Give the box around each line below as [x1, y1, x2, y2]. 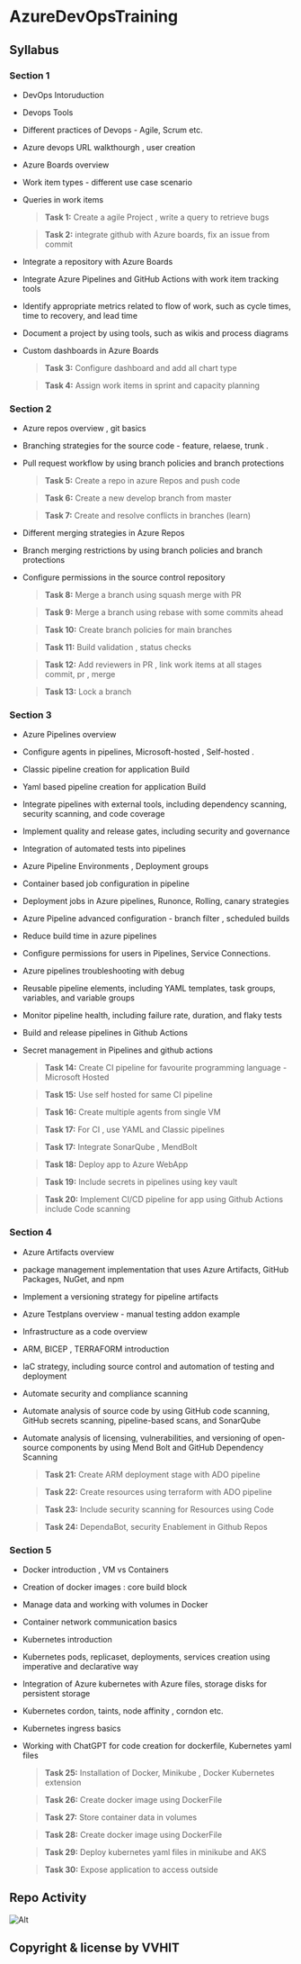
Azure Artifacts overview [22, 1246, 115, 1257]
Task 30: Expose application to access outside [44, 1864, 218, 1875]
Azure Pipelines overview [22, 729, 117, 740]
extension [44, 1777, 82, 1788]
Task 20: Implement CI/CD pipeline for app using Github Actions [44, 1194, 284, 1205]
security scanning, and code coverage [22, 809, 165, 819]
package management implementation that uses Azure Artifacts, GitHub [22, 1263, 289, 1275]
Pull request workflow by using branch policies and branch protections [22, 457, 285, 469]
